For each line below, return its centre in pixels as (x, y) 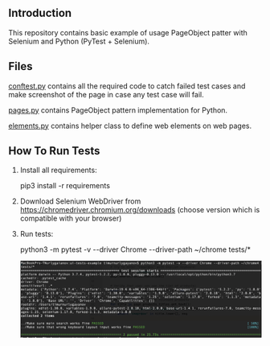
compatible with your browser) (71, 218)
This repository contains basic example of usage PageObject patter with (128, 32)
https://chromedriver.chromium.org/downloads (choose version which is (140, 210)
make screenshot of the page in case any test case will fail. (106, 94)
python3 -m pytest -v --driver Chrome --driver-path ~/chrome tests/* (135, 249)
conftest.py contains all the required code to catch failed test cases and (127, 86)
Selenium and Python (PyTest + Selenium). (79, 41)
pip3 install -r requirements (65, 186)
